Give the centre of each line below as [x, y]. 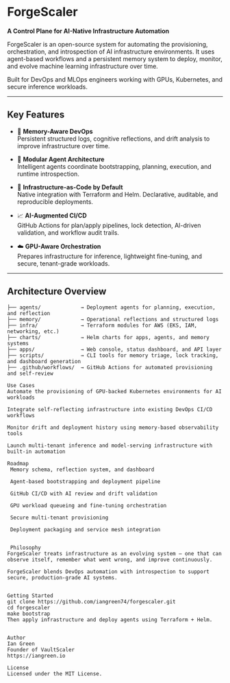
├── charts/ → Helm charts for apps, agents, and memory [108, 337]
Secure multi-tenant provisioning [59, 518]
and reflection [29, 313]
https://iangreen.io [37, 656]
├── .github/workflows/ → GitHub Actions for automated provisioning [110, 367]
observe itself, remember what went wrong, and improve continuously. [110, 559]
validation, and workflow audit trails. [68, 232]
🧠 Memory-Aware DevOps [55, 131]
